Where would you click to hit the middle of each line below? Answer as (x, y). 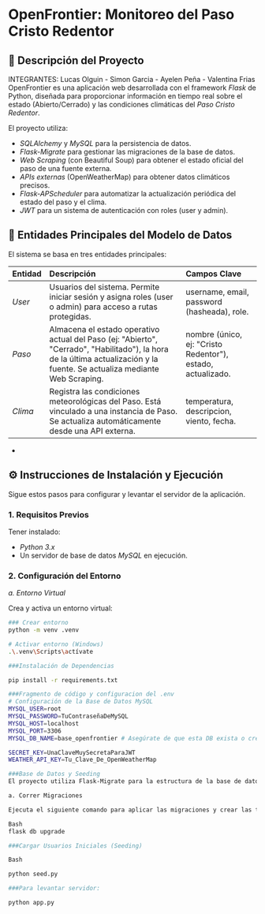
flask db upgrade (37, 831)
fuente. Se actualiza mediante (104, 368)
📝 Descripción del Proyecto (76, 60)
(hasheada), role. (217, 312)
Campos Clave (213, 274)
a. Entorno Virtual (37, 593)
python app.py (32, 903)
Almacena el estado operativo (105, 329)
